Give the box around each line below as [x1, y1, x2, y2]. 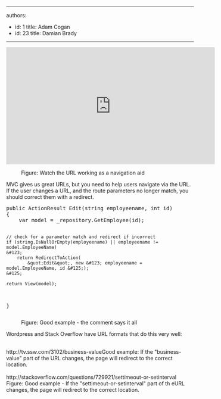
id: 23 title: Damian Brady [14, 30, 77, 36]
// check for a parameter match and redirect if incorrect [6, 234, 156, 240]
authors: [6, 12, 27, 18]
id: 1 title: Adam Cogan [14, 23, 70, 30]
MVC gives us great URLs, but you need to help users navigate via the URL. [6, 181, 191, 188]
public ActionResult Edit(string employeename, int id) [6, 205, 173, 211]
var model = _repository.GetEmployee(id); [18, 217, 145, 223]
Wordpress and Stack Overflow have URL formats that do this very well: [6, 331, 182, 337]
